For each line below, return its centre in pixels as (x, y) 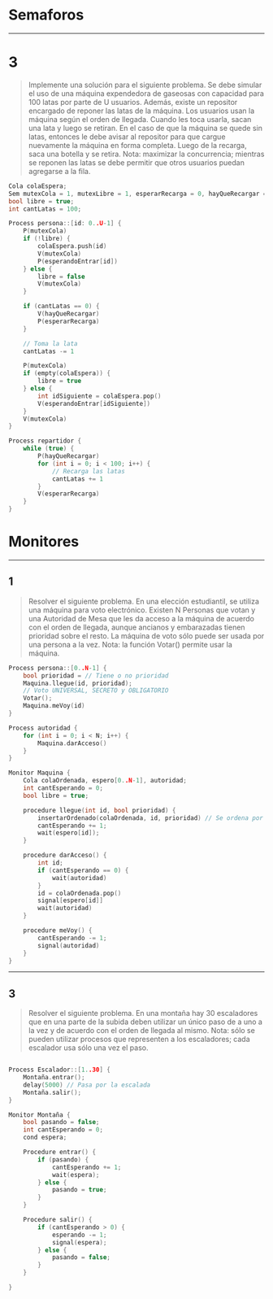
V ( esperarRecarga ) (69, 494)
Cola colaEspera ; (38, 186)
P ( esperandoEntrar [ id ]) (78, 261)
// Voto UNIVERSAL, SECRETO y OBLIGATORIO (96, 691)
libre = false (61, 277)
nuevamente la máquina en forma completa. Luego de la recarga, (137, 145)
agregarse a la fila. (59, 171)
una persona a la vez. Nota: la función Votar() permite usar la (130, 644)
